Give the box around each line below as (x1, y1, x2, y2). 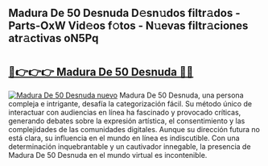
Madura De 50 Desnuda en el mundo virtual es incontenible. (8, 151, 208, 160)
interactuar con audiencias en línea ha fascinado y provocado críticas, (8, 108, 241, 117)
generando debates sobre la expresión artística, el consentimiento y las (8, 116, 245, 126)
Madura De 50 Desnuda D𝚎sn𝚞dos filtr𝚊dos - (8, 6, 241, 20)
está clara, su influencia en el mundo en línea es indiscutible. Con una (8, 133, 240, 143)
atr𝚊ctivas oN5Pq (8, 31, 99, 45)
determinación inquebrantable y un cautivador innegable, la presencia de (8, 142, 251, 151)
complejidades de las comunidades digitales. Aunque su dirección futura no (8, 125, 260, 134)
